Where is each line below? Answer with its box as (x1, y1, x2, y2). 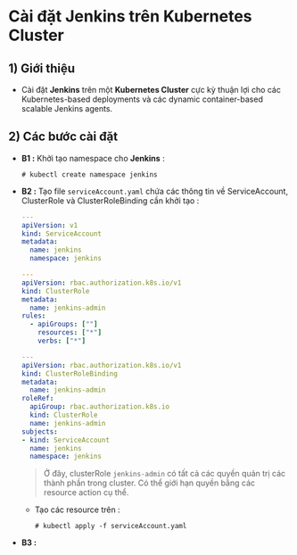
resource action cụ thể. (43, 487, 129, 498)
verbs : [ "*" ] (37, 336, 87, 345)
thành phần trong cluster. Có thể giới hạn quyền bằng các (43, 477, 256, 488)
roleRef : (21, 394, 54, 403)
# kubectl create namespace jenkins (21, 170, 158, 179)
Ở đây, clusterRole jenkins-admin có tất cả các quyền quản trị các (43, 468, 286, 479)
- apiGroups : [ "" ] (29, 319, 98, 329)
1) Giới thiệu (8, 61, 75, 76)
